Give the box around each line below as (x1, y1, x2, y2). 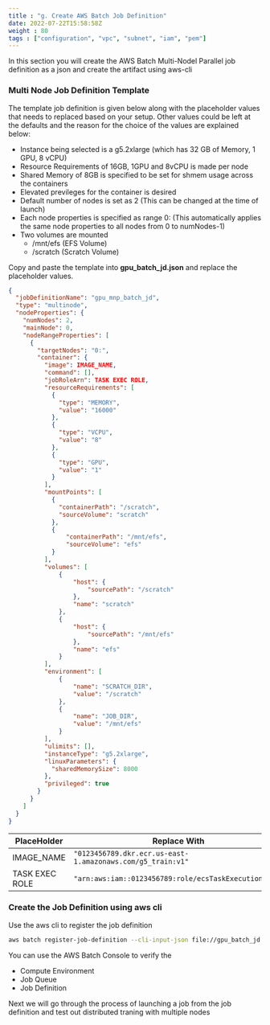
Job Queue (19, 974, 58, 984)
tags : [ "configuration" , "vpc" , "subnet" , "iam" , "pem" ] (8, 34, 207, 43)
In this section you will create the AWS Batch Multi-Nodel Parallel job (8, 56, 235, 66)
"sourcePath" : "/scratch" (87, 585, 174, 593)
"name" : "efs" (72, 645, 121, 654)
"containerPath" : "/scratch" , (59, 503, 160, 511)
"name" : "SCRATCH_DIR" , (72, 683, 153, 691)
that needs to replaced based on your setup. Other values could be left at (8, 112, 252, 121)
